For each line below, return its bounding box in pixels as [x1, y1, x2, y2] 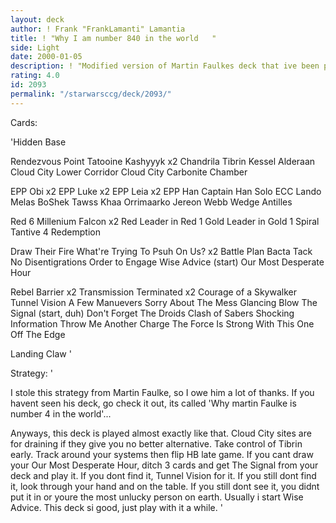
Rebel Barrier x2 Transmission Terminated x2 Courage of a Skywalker [10, 286, 297, 298]
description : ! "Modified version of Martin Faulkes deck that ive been [10, 61, 320, 71]
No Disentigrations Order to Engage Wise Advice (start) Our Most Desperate [10, 256, 325, 268]
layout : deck [10, 14, 65, 25]
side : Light [10, 42, 60, 53]
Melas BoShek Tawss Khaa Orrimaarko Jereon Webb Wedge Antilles [10, 196, 293, 208]
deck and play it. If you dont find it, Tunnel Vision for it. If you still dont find [10, 469, 317, 481]
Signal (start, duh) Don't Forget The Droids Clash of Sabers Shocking [10, 307, 295, 319]
